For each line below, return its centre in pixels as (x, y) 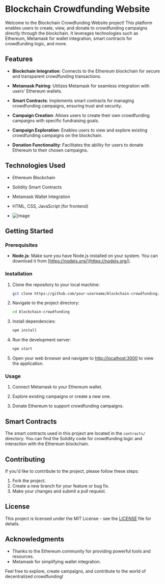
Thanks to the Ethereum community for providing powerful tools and (81, 551)
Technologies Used (35, 166)
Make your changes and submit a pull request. (59, 491)
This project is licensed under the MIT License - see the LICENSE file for (78, 519)
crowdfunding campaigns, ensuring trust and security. (67, 106)
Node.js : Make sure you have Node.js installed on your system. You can (85, 256)
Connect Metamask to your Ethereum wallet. (57, 387)
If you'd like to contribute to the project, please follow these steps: (72, 471)
